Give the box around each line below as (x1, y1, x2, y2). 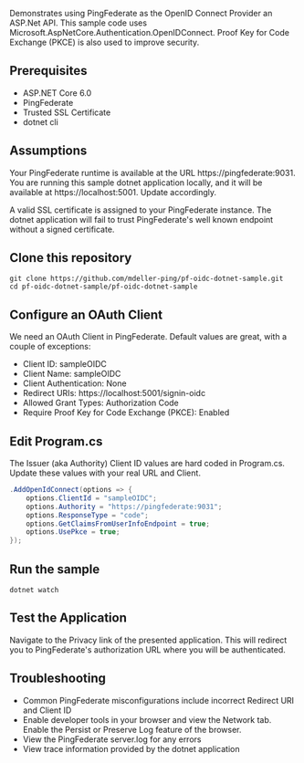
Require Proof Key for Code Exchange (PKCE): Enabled (22, 407, 230, 418)
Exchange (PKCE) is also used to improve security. (9, 37, 200, 47)
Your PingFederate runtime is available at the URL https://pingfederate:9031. (9, 167, 296, 178)
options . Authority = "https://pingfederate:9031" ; (26, 502, 223, 511)
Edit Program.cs (9, 434, 103, 449)
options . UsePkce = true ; (26, 528, 121, 537)
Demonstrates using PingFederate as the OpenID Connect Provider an (9, 8, 273, 18)
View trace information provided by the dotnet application (22, 743, 240, 754)
